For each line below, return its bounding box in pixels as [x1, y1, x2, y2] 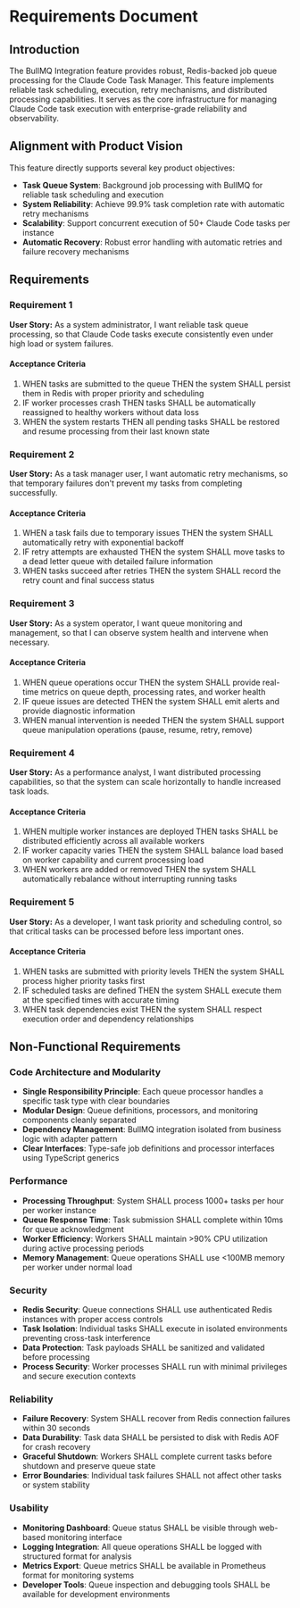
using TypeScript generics [21, 1153, 120, 1163]
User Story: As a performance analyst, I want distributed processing [9, 767, 262, 778]
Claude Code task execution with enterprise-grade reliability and [9, 104, 247, 113]
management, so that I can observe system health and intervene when [9, 627, 269, 637]
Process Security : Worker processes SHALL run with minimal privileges [21, 1361, 287, 1371]
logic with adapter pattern [21, 1134, 118, 1145]
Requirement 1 [9, 299, 73, 312]
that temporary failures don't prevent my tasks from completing [9, 478, 243, 488]
